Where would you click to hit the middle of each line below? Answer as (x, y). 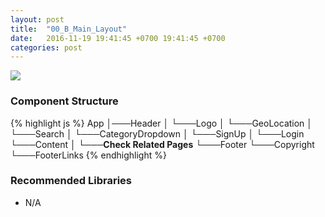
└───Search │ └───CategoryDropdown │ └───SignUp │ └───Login (157, 133)
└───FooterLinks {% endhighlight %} (88, 155)
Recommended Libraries (71, 181)
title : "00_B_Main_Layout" (69, 29)
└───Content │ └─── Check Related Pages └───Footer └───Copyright (162, 144)
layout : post (37, 19)
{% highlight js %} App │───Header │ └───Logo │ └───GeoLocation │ (161, 123)
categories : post (46, 47)
